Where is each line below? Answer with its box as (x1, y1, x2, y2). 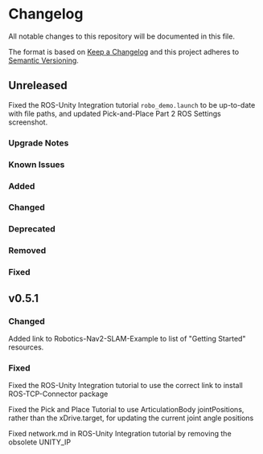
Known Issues (8, 158, 65, 170)
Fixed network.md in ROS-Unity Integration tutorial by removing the (8, 429, 232, 439)
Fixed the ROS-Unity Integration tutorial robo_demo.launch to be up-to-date (8, 100, 256, 109)
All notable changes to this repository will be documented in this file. (8, 31, 236, 41)
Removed (8, 245, 47, 256)
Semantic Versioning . (8, 55, 79, 65)
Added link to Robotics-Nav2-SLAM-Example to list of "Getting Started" (8, 333, 246, 343)
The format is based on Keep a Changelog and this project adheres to (8, 47, 240, 56)
